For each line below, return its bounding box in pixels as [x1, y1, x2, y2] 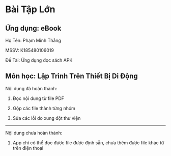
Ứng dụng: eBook [5, 24, 62, 33]
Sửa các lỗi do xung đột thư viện [12, 115, 81, 121]
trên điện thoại [12, 145, 44, 151]
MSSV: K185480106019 [5, 47, 54, 53]
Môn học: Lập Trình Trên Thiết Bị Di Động [5, 72, 138, 81]
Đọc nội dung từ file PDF [12, 95, 65, 101]
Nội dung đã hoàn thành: [5, 85, 58, 91]
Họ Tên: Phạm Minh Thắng [5, 37, 61, 43]
